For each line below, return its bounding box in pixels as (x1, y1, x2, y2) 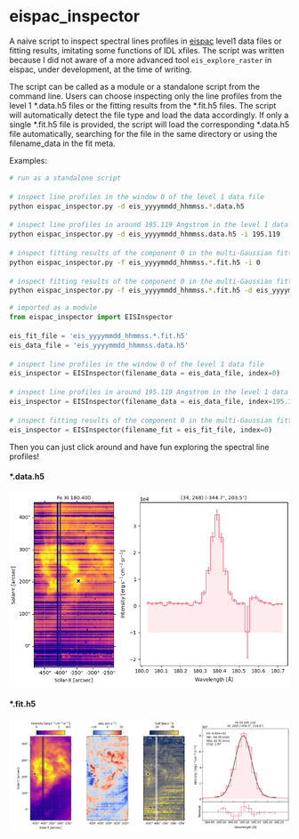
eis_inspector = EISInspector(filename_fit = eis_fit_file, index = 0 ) (9, 425, 273, 434)
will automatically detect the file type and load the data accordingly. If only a (9, 109, 289, 120)
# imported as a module (9, 303, 98, 312)
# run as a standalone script (9, 173, 122, 182)
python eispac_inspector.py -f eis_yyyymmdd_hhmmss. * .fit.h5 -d (9, 286, 253, 295)
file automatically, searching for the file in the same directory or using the (9, 128, 278, 139)
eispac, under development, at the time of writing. (9, 64, 193, 75)
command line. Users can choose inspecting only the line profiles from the (9, 91, 282, 101)
